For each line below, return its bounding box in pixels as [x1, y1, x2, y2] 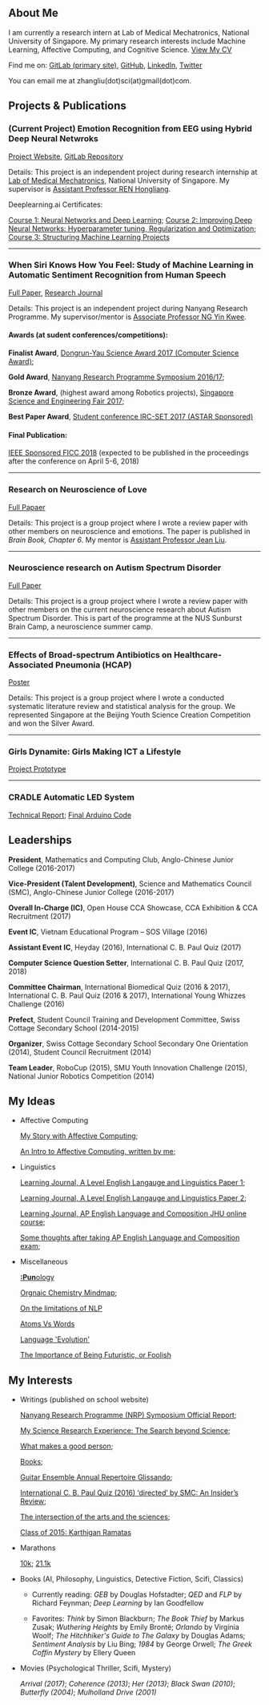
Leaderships [8, 833, 72, 847]
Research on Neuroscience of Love [8, 484, 147, 496]
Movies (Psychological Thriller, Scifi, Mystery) [19, 1663, 172, 1673]
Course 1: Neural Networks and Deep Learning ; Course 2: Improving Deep [8, 215, 253, 225]
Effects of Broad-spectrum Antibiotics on [8, 649, 172, 660]
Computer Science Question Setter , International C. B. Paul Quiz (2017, [8, 958, 244, 967]
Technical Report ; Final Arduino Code [8, 810, 132, 820]
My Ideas [8, 1094, 56, 1108]
